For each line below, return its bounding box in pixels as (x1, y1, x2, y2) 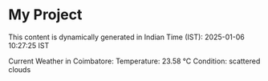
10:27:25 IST (8, 40, 50, 50)
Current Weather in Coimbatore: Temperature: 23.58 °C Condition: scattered (8, 56, 261, 66)
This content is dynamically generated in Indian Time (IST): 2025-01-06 (8, 32, 245, 42)
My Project (8, 6, 83, 24)
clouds (8, 64, 31, 74)
